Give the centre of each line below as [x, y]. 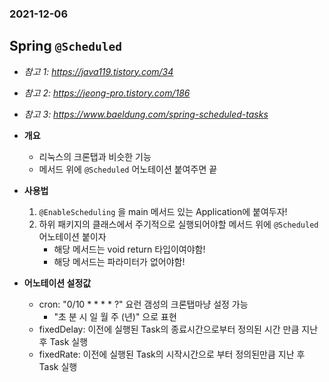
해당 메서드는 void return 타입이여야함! [129, 249]
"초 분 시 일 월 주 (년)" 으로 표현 [115, 316]
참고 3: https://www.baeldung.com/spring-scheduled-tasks [146, 114]
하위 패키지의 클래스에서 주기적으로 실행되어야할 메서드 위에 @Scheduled [178, 224]
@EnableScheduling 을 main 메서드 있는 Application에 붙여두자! [163, 211]
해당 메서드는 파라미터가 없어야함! [119, 261]
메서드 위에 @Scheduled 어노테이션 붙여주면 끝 [128, 169]
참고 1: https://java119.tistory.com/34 [98, 71]
